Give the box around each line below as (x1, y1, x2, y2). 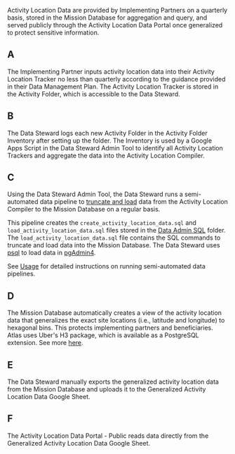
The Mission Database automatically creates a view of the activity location (7, 309, 222, 317)
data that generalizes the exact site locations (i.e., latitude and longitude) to (7, 316, 225, 325)
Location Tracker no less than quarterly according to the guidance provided (7, 74, 226, 83)
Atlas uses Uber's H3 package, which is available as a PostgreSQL (7, 331, 200, 339)
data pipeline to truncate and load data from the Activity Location (39, 197, 228, 206)
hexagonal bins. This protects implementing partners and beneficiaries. (7, 323, 214, 332)
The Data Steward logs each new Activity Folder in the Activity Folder (7, 129, 208, 137)
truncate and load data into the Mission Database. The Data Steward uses (7, 241, 220, 249)
